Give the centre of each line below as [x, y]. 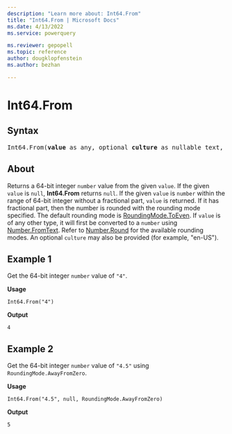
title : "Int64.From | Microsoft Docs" [63, 20]
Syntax [23, 131]
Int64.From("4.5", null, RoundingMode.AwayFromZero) [85, 399]
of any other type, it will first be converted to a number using [92, 222]
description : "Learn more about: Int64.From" [74, 14]
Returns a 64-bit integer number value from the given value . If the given [108, 185]
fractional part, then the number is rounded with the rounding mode [104, 208]
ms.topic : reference [37, 52]
